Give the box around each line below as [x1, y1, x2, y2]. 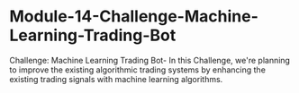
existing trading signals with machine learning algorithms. [9, 73, 223, 84]
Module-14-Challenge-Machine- [9, 6, 259, 27]
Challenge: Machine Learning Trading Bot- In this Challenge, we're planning [9, 55, 291, 65]
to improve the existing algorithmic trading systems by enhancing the [9, 64, 266, 75]
